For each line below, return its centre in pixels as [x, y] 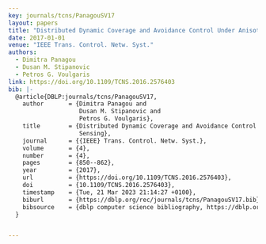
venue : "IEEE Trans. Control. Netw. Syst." [81, 45]
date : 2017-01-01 [37, 38]
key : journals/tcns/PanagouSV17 [61, 15]
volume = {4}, [56, 148]
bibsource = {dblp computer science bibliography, [113, 207]
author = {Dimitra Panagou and [85, 104]
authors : [23, 52]
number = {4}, [56, 155]
